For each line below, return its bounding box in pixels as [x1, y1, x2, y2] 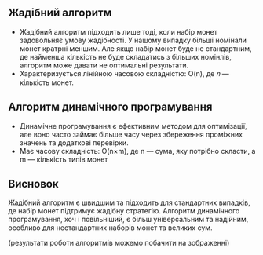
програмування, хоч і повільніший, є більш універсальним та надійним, [8, 215, 249, 224]
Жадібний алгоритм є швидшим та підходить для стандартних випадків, [8, 198, 250, 207]
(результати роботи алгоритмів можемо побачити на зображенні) [8, 239, 230, 248]
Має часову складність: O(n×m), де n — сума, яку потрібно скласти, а [19, 146, 256, 155]
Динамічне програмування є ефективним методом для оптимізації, [19, 121, 247, 130]
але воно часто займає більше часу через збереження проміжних [19, 129, 243, 139]
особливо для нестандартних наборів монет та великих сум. [8, 223, 214, 232]
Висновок [8, 177, 59, 191]
